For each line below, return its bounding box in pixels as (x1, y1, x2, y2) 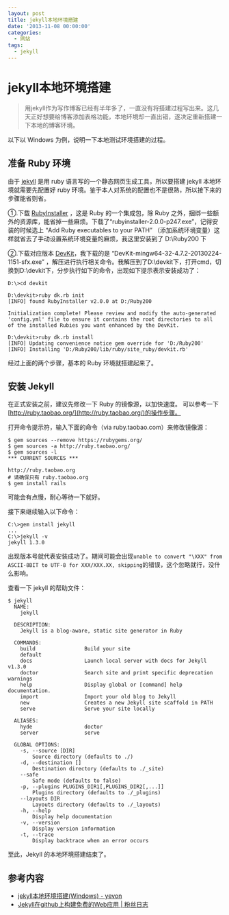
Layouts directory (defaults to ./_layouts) (32, 801, 161, 809)
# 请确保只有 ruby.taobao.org (8, 474, 89, 481)
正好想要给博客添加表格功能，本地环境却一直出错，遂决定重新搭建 (30, 112, 217, 121)
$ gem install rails (8, 480, 67, 487)
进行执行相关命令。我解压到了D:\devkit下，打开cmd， (64, 258, 216, 266)
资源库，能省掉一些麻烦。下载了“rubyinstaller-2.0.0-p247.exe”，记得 (19, 217, 213, 225)
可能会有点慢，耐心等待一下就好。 (8, 493, 104, 501)
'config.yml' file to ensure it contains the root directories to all (8, 316, 213, 323)
